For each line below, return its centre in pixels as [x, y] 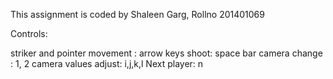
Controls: [29, 33]
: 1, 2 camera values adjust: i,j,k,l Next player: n [107, 63]
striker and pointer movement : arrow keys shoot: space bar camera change [166, 53]
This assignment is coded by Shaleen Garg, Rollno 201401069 [137, 14]
